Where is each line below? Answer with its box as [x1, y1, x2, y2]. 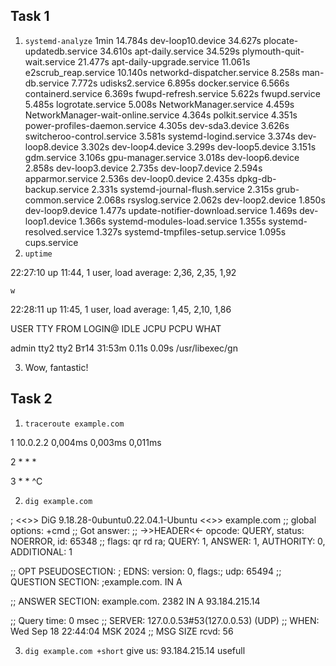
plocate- [263, 34, 299, 46]
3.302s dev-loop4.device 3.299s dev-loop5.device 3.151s [80, 140, 317, 153]
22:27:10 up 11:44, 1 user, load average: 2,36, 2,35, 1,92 [10, 266, 237, 278]
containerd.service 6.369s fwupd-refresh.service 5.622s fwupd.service [24, 87, 321, 99]
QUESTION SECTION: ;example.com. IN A [10, 575, 183, 588]
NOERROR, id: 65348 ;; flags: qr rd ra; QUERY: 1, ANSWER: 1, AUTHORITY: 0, [10, 535, 326, 547]
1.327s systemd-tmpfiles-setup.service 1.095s [96, 225, 287, 238]
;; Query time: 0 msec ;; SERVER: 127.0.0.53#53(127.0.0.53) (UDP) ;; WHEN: [10, 614, 320, 626]
